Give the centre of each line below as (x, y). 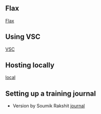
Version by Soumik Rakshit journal (49, 106)
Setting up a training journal (51, 93)
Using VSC (23, 37)
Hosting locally (30, 65)
